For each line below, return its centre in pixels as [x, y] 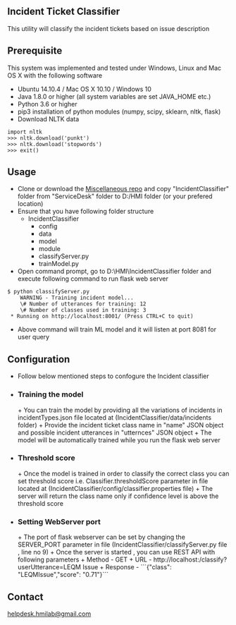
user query [33, 337]
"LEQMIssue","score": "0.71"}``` [63, 575]
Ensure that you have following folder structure [86, 212]
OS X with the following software [55, 75]
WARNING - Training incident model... [77, 298]
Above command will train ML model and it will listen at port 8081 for [117, 329]
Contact [25, 596]
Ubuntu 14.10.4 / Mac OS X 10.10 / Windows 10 [84, 89]
